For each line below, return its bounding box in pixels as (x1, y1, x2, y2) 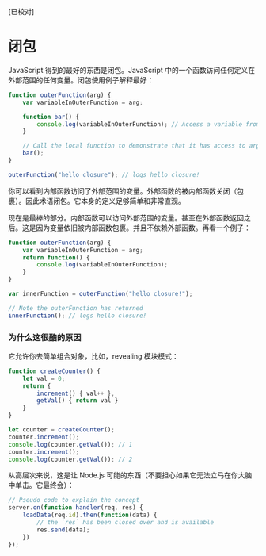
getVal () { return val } (36, 397, 119, 405)
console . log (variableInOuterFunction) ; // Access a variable (36, 120, 243, 128)
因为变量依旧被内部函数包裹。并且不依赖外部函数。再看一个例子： (35, 223, 251, 232)
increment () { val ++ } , (36, 389, 115, 397)
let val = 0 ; (22, 374, 66, 382)
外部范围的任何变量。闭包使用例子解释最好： (8, 75, 154, 85)
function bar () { (22, 113, 80, 121)
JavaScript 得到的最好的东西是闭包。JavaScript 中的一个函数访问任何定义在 (8, 65, 256, 75)
